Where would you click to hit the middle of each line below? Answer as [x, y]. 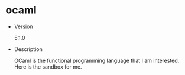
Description [28, 49]
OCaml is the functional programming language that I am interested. [97, 60]
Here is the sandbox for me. [48, 67]
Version [23, 26]
